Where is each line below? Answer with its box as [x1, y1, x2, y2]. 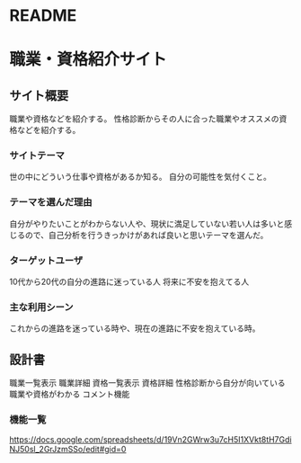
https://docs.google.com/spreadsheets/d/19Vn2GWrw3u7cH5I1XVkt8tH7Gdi [9, 434, 292, 445]
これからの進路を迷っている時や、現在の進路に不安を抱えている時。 [9, 323, 261, 334]
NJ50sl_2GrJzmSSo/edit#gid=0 [9, 444, 127, 455]
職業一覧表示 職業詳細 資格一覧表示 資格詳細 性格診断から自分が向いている [9, 378, 286, 388]
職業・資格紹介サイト [9, 49, 168, 70]
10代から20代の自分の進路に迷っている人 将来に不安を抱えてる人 [9, 276, 250, 288]
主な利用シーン [9, 301, 74, 313]
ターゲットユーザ [9, 254, 84, 266]
